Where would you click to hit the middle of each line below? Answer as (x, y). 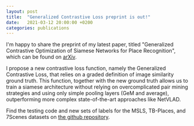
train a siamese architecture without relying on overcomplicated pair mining (97, 87)
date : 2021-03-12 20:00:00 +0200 (50, 22)
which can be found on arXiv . (42, 57)
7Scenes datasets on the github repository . (58, 117)
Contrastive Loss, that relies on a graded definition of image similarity (90, 74)
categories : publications (38, 28)
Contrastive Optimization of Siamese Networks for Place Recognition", (91, 51)
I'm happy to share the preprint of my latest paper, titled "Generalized (90, 45)
